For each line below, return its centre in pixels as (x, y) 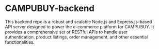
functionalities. (20, 42)
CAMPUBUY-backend (50, 8)
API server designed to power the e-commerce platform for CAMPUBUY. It (79, 26)
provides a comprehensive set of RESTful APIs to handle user (66, 32)
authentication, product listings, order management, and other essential (77, 37)
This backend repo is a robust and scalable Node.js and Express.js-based (79, 22)
